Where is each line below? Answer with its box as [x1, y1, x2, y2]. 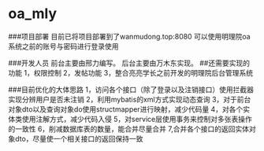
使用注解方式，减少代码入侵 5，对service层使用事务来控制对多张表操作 [21, 114, 252, 123]
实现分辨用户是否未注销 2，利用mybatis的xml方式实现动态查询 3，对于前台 [8, 94, 251, 104]
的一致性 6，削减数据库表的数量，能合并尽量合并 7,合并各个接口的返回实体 [8, 123, 250, 134]
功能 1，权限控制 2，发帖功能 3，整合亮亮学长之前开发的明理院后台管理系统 [8, 68, 254, 77]
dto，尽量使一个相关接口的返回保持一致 [14, 134, 143, 143]
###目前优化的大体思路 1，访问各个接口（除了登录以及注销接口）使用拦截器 [8, 84, 255, 94]
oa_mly [8, 5, 58, 23]
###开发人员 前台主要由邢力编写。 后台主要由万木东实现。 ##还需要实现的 [8, 58, 251, 68]
